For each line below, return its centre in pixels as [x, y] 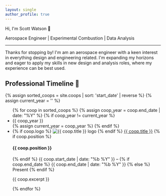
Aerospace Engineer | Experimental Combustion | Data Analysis [70, 38]
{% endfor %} [26, 189]
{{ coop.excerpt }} [31, 179]
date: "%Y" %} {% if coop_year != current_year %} [63, 116]
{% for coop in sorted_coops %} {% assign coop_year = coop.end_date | [86, 110]
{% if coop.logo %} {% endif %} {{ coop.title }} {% [86, 131]
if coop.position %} [32, 137]
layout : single [21, 10]
